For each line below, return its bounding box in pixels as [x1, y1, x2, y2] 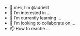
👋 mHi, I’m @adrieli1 [9, 5, 49, 10]
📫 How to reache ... [9, 26, 50, 31]
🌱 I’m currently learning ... [9, 15, 62, 20]
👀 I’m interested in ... [9, 10, 51, 16]
